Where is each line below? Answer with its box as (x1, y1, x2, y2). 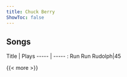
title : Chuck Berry (6, 8, 55, 15)
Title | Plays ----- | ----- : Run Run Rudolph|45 (6, 52, 122, 60)
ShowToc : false (6, 14, 45, 20)
